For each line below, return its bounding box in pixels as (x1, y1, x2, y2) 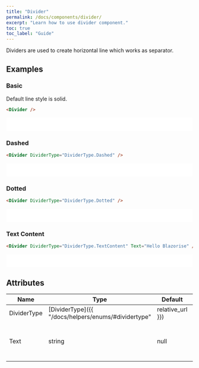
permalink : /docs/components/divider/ (6, 14, 102, 20)
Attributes (6, 277, 44, 288)
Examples (6, 64, 43, 74)
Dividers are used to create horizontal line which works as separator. (6, 47, 174, 54)
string (48, 337, 65, 346)
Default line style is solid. (6, 95, 68, 102)
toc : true (6, 25, 31, 31)
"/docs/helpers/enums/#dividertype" (48, 313, 152, 321)
